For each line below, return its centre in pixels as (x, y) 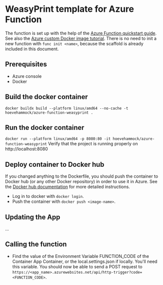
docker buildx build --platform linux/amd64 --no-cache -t (67, 108)
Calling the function (36, 244)
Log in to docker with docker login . (48, 196)
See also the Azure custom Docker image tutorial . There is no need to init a (81, 38)
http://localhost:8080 (27, 149)
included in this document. (32, 49)
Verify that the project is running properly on (93, 144)
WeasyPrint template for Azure (69, 9)
